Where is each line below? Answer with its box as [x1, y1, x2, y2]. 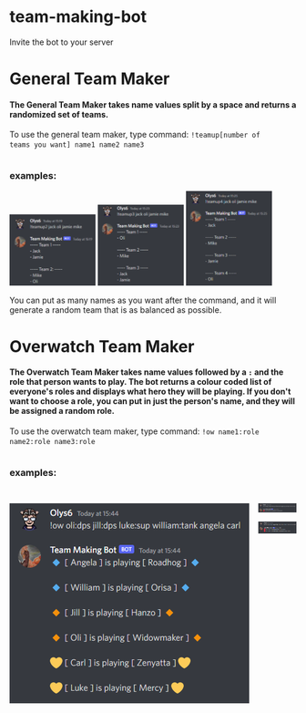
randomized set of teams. [9, 108, 109, 119]
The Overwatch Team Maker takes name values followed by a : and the [9, 367, 284, 377]
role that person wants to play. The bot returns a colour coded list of [9, 377, 272, 387]
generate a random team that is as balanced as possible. [9, 304, 222, 315]
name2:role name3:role [9, 437, 96, 446]
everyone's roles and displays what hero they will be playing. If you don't [9, 386, 291, 398]
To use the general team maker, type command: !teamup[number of [9, 129, 261, 140]
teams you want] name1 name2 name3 [9, 140, 145, 150]
